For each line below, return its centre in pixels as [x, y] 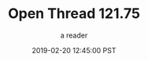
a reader [74, 35]
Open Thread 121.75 [74, 14]
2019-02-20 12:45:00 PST [74, 50]
